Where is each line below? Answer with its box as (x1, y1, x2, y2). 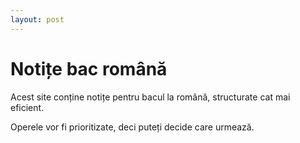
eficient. (10, 101, 45, 113)
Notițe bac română (10, 57, 168, 80)
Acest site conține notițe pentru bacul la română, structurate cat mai (10, 91, 291, 103)
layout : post (10, 14, 65, 25)
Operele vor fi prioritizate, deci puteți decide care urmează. (10, 121, 255, 133)
